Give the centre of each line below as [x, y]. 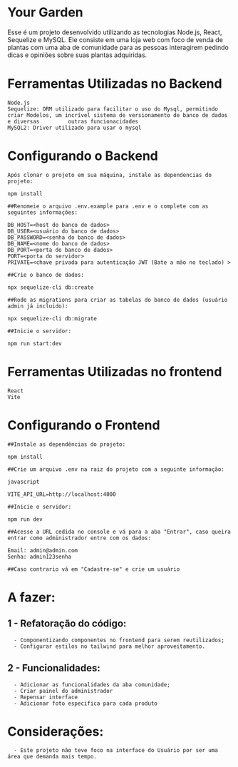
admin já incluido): [38, 306]
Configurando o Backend [83, 156]
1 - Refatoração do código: [67, 624]
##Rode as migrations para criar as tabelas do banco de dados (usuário [118, 300]
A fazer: [31, 597]
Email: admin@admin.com [43, 550]
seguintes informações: [43, 212]
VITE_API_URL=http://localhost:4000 [62, 494]
